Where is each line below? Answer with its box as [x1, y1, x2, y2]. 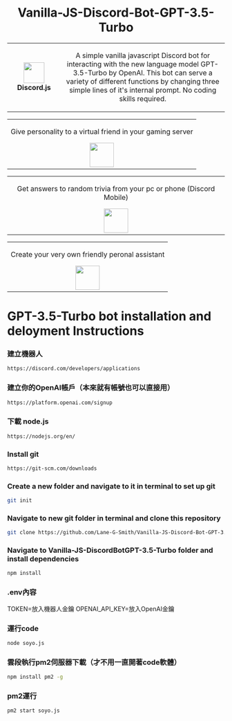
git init [7, 497, 32, 504]
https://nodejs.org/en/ [7, 432, 76, 440]
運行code [7, 623, 39, 633]
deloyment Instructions [7, 323, 144, 339]
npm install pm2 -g [7, 673, 64, 681]
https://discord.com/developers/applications [7, 365, 140, 372]
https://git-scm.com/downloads [7, 465, 97, 472]
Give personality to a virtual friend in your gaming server [10, 127, 193, 136]
